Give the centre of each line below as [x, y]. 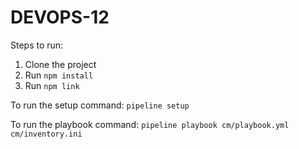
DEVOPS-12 [60, 17]
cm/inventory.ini [46, 134]
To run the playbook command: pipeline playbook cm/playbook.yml [150, 124]
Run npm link [52, 85]
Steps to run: [37, 45]
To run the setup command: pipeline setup [100, 105]
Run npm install [59, 75]
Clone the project [60, 64]
